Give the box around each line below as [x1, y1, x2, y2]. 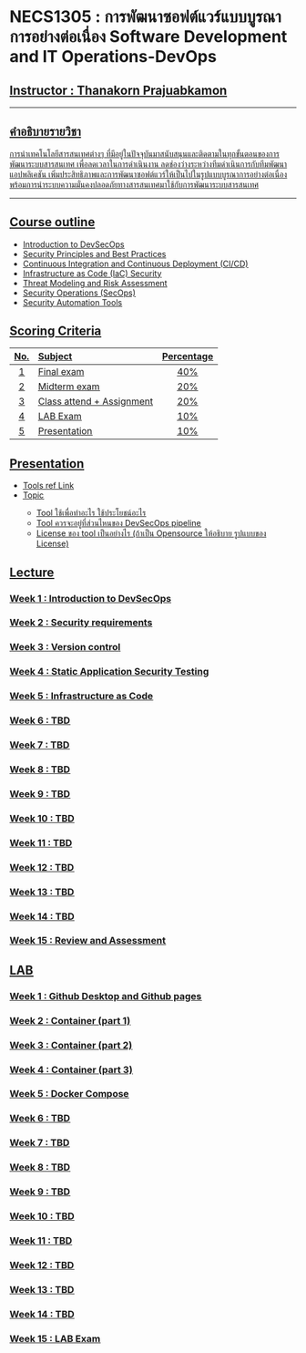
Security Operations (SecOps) [22, 287, 137, 298]
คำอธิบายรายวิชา [9, 124, 82, 139]
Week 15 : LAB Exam [9, 1332, 101, 1345]
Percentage [162, 350, 214, 363]
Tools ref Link [22, 480, 75, 491]
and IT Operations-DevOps [9, 46, 217, 67]
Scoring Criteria [9, 324, 102, 339]
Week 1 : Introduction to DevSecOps [9, 592, 171, 604]
